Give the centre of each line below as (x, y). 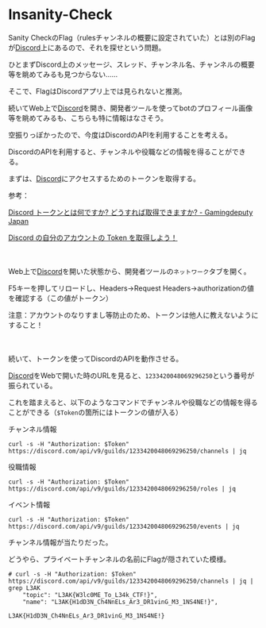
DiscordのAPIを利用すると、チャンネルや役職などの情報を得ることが (120, 152)
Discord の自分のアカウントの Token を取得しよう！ (93, 237)
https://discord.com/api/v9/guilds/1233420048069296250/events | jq (124, 526)
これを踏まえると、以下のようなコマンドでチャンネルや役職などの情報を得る (133, 402)
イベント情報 (29, 504)
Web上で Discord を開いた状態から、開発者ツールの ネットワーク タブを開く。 (130, 271)
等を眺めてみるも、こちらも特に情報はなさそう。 (88, 118)
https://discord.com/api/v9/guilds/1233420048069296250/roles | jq (122, 489)
